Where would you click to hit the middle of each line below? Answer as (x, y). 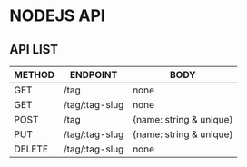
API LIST (34, 49)
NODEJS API (58, 16)
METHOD (35, 75)
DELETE (31, 149)
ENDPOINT (94, 75)
